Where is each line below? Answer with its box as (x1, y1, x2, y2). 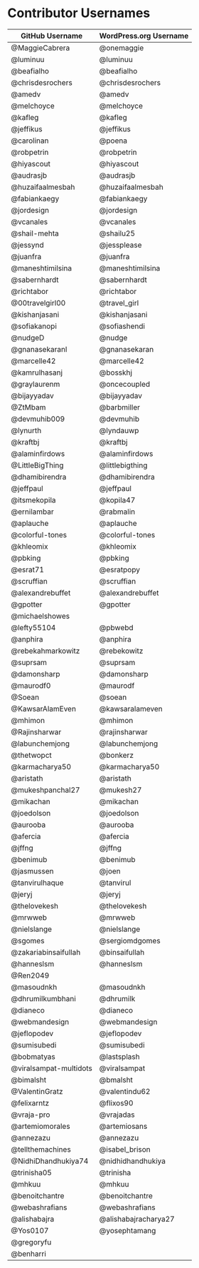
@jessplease (99, 240, 142, 250)
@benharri (11, 1249, 46, 1259)
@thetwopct (11, 750, 52, 760)
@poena (99, 136, 128, 146)
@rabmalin (99, 507, 136, 517)
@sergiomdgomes (99, 935, 161, 945)
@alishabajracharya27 (99, 1214, 176, 1224)
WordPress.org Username (99, 31, 189, 41)
